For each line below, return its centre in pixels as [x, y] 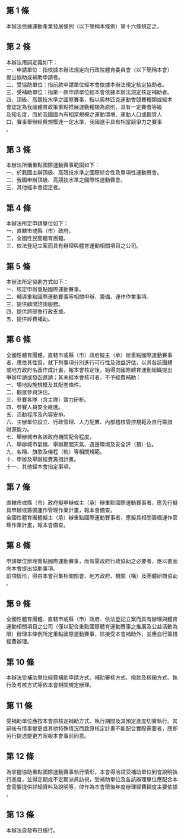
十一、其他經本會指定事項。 [40, 467]
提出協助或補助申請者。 [35, 77]
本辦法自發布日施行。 [32, 830]
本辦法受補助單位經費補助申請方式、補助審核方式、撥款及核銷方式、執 [92, 678]
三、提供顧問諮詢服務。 [35, 304]
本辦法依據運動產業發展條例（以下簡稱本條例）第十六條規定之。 [84, 26]
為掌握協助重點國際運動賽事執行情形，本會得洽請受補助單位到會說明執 [92, 772]
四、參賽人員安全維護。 [35, 407]
